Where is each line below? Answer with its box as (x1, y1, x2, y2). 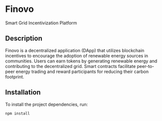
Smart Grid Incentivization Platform (5, 20, 77, 26)
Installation (5, 88, 41, 97)
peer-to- (137, 63, 155, 69)
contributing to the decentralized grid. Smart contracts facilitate (5, 63, 136, 69)
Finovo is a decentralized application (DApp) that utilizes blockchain (5, 47, 145, 53)
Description (5, 34, 42, 43)
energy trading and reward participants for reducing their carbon (15, 68, 149, 74)
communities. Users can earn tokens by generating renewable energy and (5, 58, 158, 64)
